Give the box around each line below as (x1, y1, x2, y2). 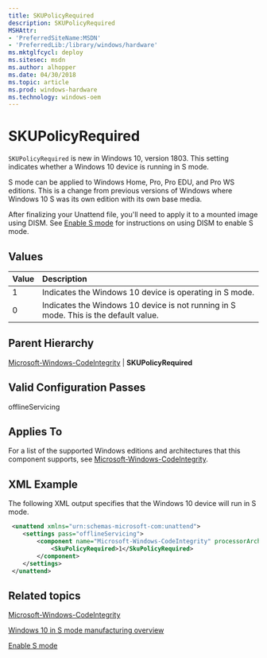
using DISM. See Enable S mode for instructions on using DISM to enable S (8, 218, 253, 228)
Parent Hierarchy (8, 337, 94, 350)
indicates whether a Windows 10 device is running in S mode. (8, 162, 209, 172)
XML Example (8, 477, 78, 491)
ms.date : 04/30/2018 (8, 71, 77, 79)
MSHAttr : (8, 26, 37, 34)
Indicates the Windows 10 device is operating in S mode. (42, 287, 255, 298)
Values (8, 250, 44, 263)
